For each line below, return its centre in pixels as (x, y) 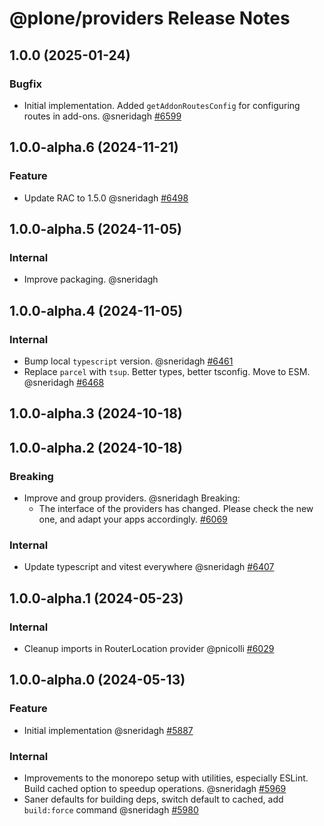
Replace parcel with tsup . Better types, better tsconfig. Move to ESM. (167, 371)
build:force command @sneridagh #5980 (111, 809)
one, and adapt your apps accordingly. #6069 (133, 519)
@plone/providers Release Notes (150, 18)
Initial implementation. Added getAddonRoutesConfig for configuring (162, 105)
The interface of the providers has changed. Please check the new (176, 509)
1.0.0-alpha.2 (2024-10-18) (96, 447)
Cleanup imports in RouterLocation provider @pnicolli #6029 (149, 648)
